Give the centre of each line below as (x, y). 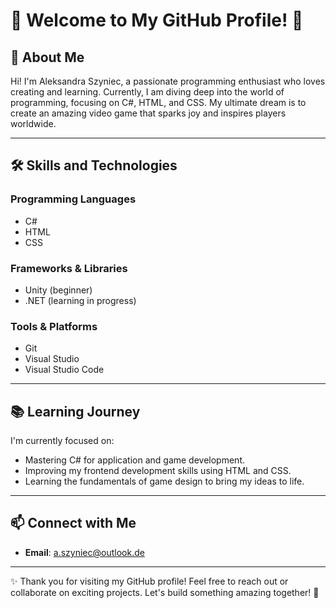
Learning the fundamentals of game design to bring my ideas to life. (164, 481)
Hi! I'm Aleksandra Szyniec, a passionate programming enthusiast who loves (168, 81)
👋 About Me (47, 57)
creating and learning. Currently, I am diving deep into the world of (147, 92)
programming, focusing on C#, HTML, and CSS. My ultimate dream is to (158, 102)
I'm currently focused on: (62, 441)
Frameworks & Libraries (69, 268)
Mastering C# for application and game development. (134, 460)
